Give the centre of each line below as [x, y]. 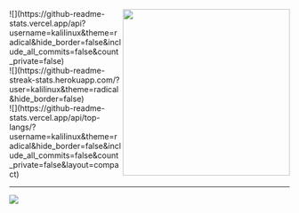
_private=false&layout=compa [64, 165]
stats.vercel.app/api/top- [55, 118]
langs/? [23, 127]
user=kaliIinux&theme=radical [64, 89]
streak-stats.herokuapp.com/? [65, 80]
